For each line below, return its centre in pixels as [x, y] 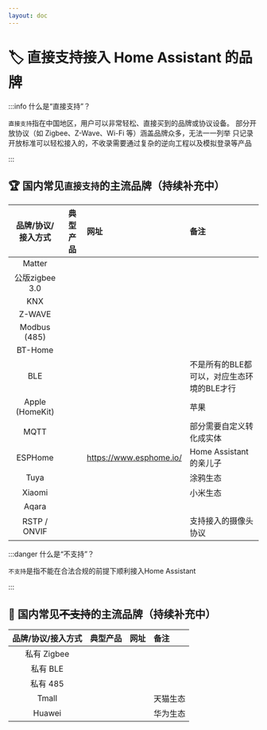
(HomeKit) [35, 412]
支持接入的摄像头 [222, 521]
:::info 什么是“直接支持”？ [50, 106]
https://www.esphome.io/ [135, 457]
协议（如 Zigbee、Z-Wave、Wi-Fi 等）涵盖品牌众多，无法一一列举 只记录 [134, 133]
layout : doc [28, 16]
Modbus [35, 328]
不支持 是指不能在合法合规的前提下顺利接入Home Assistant [102, 571]
